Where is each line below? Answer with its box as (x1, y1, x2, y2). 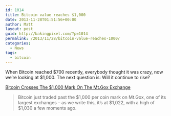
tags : (5, 50, 17, 55)
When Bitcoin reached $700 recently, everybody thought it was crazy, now (5, 69, 163, 75)
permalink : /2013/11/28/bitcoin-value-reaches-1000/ (5, 36, 120, 41)
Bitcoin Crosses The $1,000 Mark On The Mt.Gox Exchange (5, 84, 131, 90)
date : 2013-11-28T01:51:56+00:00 (5, 17, 77, 22)
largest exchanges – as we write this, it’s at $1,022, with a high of (17, 100, 155, 106)
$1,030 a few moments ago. (17, 105, 77, 111)
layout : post (5, 27, 33, 32)
